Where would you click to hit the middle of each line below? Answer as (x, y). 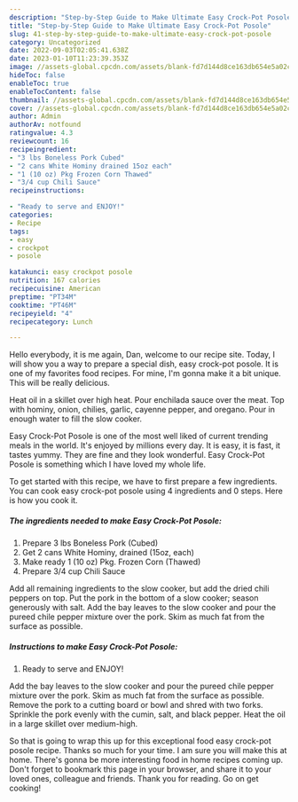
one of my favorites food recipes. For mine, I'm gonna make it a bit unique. (145, 373)
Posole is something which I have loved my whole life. (108, 464)
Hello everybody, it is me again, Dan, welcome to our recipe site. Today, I (142, 355)
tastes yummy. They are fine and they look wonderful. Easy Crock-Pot (137, 455)
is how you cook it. (43, 500)
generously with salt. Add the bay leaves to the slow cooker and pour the (143, 608)
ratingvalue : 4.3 (41, 133)
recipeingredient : (43, 149)
